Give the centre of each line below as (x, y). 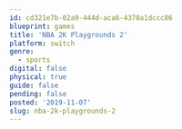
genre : (22, 52)
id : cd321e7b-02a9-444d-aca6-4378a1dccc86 (91, 18)
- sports (34, 60)
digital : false (38, 69)
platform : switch (42, 43)
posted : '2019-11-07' (51, 102)
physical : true (38, 77)
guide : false (34, 85)
